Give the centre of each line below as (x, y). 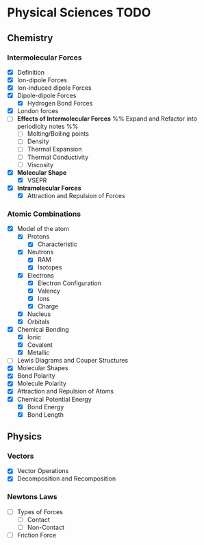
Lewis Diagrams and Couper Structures (73, 361)
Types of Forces (40, 511)
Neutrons (40, 252)
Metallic (38, 353)
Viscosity (40, 165)
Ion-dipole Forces (42, 80)
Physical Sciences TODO (79, 13)
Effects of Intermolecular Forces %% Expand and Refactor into (107, 119)
